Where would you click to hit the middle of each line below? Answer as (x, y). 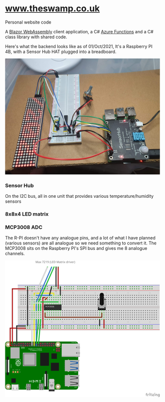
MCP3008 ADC (24, 227)
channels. (15, 254)
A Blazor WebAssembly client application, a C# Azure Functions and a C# (79, 31)
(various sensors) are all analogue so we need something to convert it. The (81, 243)
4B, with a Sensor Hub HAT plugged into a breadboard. (61, 52)
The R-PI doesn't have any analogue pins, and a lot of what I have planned (80, 238)
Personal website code (28, 22)
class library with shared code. (36, 37)
